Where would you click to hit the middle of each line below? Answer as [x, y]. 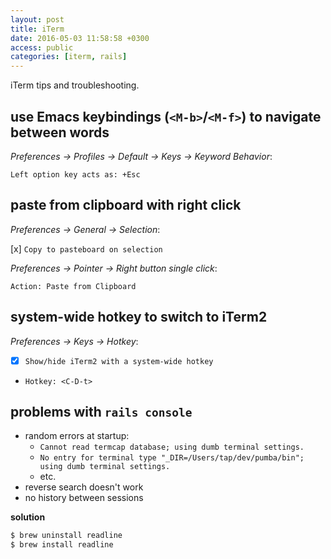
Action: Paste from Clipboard [73, 286]
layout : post [37, 19]
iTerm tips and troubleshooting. [75, 85]
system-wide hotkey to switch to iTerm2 [139, 317]
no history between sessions [84, 498]
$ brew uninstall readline [66, 536]
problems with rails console [101, 412]
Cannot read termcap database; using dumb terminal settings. [172, 447]
